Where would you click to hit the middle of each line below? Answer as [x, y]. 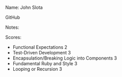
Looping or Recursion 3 [37, 69]
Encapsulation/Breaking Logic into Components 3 [65, 58]
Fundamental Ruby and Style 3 [45, 63]
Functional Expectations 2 [40, 47]
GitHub [13, 17]
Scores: [13, 37]
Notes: [12, 27]
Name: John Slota [24, 7]
